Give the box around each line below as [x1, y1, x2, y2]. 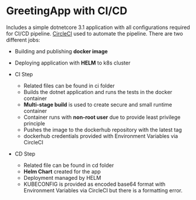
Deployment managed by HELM [23, 174, 102, 181]
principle [23, 120, 46, 127]
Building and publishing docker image [14, 47, 108, 54]
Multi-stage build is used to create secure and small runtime [23, 101, 173, 108]
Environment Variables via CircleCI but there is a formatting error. [23, 186, 183, 193]
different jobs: [6, 36, 40, 43]
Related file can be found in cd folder [23, 162, 114, 169]
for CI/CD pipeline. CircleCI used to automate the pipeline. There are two [6, 30, 184, 37]
